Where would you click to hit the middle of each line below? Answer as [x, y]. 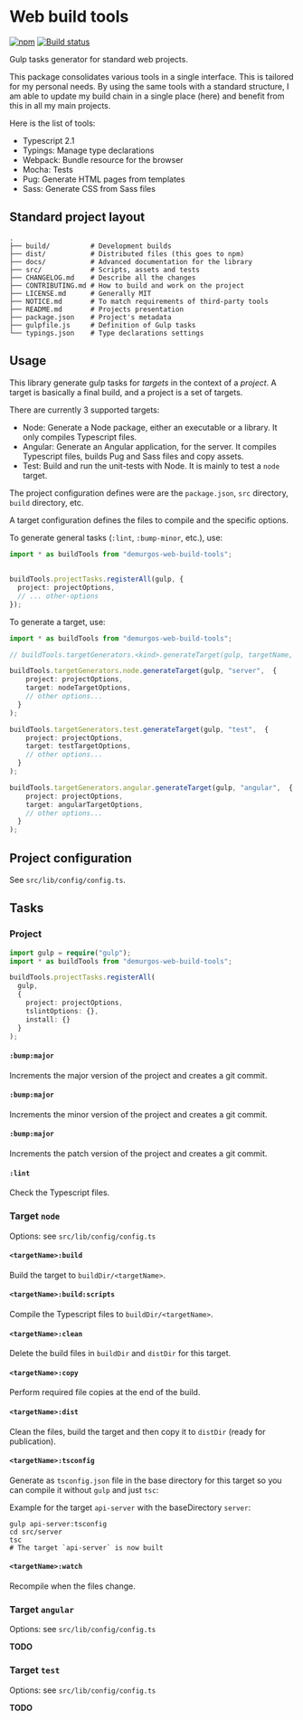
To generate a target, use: [57, 622]
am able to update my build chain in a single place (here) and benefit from [147, 96]
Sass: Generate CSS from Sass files [89, 188]
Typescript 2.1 [48, 140]
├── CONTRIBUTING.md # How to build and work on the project [127, 285]
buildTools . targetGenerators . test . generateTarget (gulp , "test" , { [139, 729]
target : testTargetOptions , [78, 746]
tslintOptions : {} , [62, 1011]
